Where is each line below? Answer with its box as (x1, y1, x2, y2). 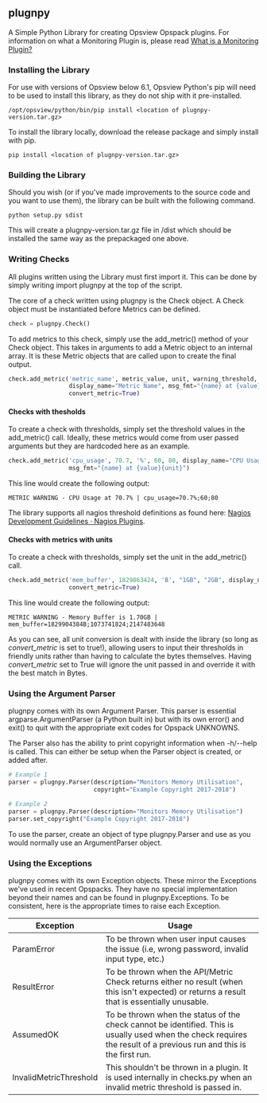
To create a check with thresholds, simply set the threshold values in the (8, 424, 246, 434)
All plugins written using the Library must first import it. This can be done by (8, 272, 257, 281)
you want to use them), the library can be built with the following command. (8, 196, 256, 205)
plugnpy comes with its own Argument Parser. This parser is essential (8, 706, 237, 716)
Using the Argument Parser (8, 688, 116, 699)
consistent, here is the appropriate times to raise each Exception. (8, 901, 221, 910)
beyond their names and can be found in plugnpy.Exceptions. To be (8, 892, 230, 902)
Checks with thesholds (8, 406, 86, 417)
